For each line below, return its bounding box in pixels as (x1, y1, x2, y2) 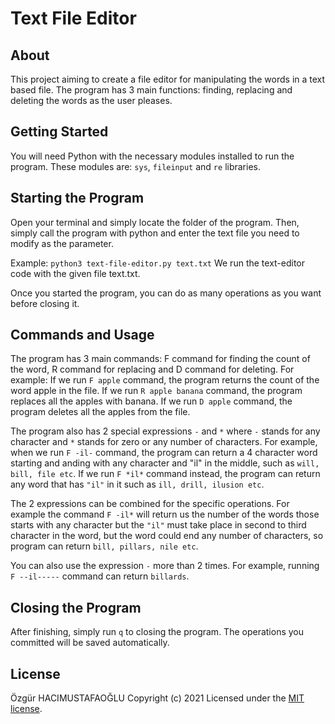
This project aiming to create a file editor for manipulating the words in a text (10, 73, 326, 85)
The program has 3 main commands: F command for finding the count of (10, 353, 311, 365)
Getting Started (10, 123, 109, 141)
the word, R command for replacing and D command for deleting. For (10, 363, 295, 376)
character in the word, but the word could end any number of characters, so (10, 530, 324, 542)
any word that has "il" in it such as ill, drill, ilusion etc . (10, 478, 265, 491)
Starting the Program (10, 190, 145, 207)
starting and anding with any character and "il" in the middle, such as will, (10, 457, 320, 469)
